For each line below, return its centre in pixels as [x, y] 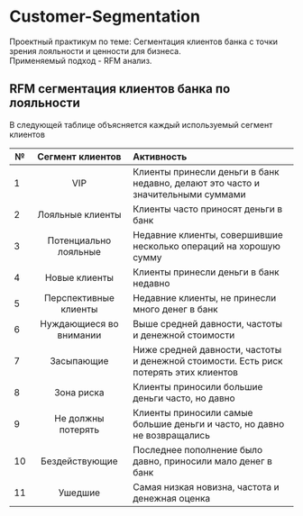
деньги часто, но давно [184, 398]
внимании [79, 335]
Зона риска [79, 392]
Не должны [79, 418]
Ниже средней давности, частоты [207, 349]
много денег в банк [175, 309]
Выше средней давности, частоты [207, 323]
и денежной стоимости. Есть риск [207, 360]
